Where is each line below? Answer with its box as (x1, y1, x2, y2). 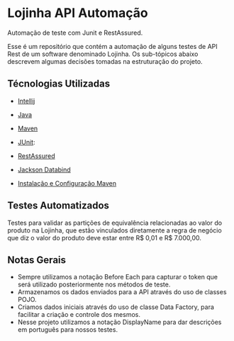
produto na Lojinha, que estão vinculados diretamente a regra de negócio (7, 225, 222, 235)
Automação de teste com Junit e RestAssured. (7, 28, 143, 37)
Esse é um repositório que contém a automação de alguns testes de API (7, 42, 218, 50)
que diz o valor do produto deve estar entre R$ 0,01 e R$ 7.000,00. (7, 233, 202, 242)
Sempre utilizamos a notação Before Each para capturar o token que (17, 273, 218, 281)
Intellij (17, 96, 35, 105)
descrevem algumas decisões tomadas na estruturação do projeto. (7, 57, 204, 65)
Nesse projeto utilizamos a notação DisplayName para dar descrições (17, 318, 222, 327)
